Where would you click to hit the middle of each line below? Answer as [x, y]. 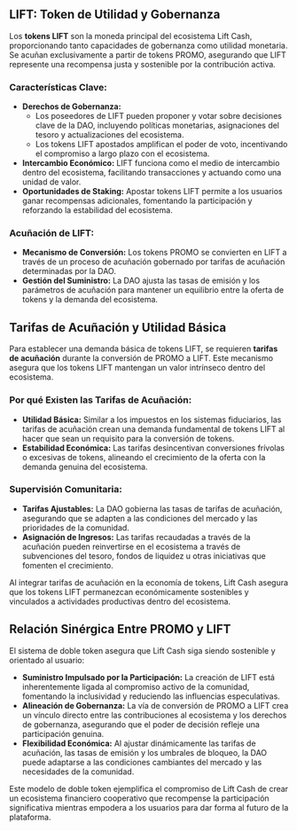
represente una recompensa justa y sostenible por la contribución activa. [143, 64]
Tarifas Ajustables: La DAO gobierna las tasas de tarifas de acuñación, [152, 508]
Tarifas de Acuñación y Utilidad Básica [118, 327]
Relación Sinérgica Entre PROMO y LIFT [120, 629]
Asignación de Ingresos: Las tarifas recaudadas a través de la [136, 537]
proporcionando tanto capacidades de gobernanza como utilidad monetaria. [148, 45]
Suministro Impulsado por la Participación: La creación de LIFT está [148, 677]
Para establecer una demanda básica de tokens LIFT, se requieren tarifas [144, 349]
